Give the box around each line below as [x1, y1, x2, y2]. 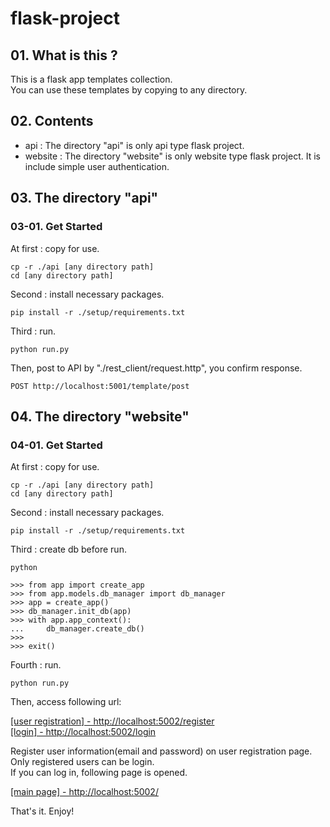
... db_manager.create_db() [10, 624, 145, 634]
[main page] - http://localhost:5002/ [10, 786, 159, 798]
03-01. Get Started [10, 220, 103, 234]
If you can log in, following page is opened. [10, 767, 188, 779]
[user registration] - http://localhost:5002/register [10, 715, 215, 727]
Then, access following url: [10, 696, 122, 708]
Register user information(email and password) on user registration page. [10, 745, 313, 757]
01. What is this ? [10, 47, 118, 64]
